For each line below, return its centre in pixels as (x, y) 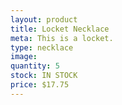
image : (24, 57)
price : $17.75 (40, 85)
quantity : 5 (35, 66)
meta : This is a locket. (62, 38)
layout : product (44, 19)
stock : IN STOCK (44, 76)
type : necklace (42, 47)
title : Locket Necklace (60, 29)
